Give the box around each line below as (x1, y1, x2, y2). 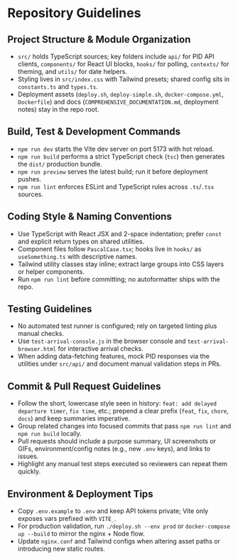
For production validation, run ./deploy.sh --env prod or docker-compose (17, 522, 231, 531)
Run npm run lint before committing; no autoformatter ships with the (17, 275, 220, 283)
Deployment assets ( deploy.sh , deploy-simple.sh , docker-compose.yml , (17, 90, 224, 98)
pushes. (17, 174, 41, 183)
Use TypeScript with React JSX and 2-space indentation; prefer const (17, 229, 222, 238)
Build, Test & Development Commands (7, 126, 181, 138)
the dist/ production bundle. (17, 159, 103, 168)
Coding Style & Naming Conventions (7, 211, 172, 223)
